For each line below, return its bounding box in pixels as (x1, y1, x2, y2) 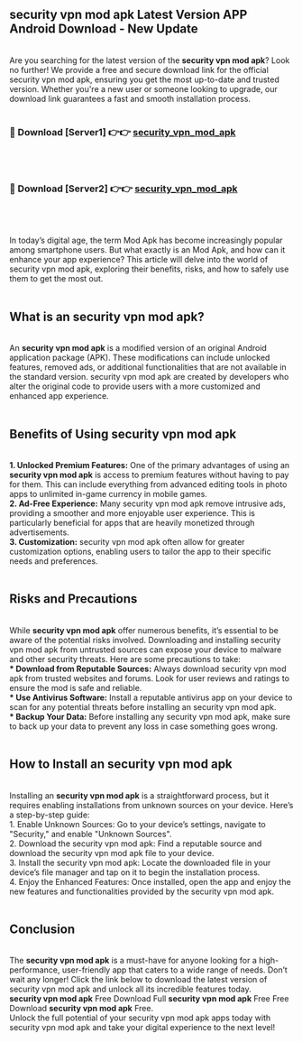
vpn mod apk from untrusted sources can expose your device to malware (9, 644, 282, 655)
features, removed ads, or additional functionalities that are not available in (9, 362, 287, 373)
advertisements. (9, 527, 69, 538)
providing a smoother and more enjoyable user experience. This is (9, 508, 255, 519)
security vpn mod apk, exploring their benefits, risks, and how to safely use (9, 263, 289, 274)
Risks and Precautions (9, 591, 138, 607)
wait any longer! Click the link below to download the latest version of (9, 974, 268, 985)
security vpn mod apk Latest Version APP (9, 7, 248, 23)
